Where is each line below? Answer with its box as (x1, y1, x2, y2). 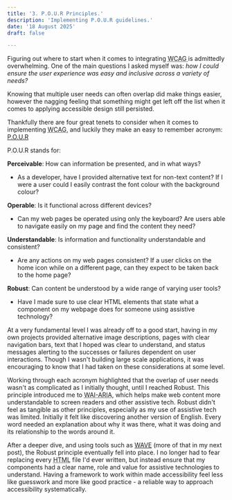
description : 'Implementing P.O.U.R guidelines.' (7, 17, 154, 24)
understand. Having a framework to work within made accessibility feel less (7, 470, 224, 479)
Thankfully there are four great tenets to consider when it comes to (7, 118, 199, 127)
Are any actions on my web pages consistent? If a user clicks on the (17, 256, 212, 265)
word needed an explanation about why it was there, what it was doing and (7, 420, 222, 429)
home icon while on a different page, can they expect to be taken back (17, 264, 220, 272)
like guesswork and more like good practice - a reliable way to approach (7, 478, 213, 486)
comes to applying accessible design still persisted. (7, 105, 154, 113)
